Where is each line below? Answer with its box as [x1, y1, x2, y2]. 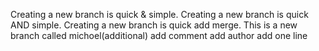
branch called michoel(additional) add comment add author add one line [10, 30, 308, 41]
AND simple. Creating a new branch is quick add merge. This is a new [10, 19, 298, 31]
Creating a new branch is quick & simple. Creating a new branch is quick [10, 9, 309, 20]
